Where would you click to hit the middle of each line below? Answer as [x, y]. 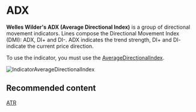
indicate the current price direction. [50, 46]
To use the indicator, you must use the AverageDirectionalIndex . [85, 57]
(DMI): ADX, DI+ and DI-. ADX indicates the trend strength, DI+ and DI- [94, 40]
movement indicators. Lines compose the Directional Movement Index [93, 33]
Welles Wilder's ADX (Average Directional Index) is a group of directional [98, 27]
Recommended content [51, 88]
